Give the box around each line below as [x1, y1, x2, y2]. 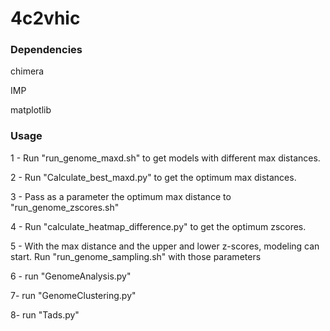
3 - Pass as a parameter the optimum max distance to [10, 190, 232, 202]
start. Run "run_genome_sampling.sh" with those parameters [10, 250, 262, 262]
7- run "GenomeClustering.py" [10, 289, 137, 301]
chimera [10, 65, 45, 77]
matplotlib [10, 104, 52, 116]
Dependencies [10, 43, 83, 57]
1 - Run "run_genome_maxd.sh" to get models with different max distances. [10, 152, 321, 164]
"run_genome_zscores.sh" [10, 201, 120, 213]
